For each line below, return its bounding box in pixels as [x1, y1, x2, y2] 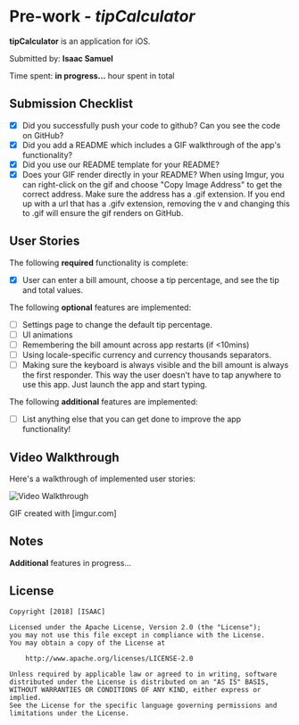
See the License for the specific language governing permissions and [9, 701, 278, 710]
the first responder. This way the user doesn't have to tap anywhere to [21, 370, 281, 380]
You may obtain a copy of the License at [9, 638, 166, 647]
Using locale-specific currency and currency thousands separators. [21, 350, 272, 361]
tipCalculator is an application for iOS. [9, 36, 151, 46]
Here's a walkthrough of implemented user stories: [9, 473, 196, 484]
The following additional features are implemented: [9, 396, 198, 407]
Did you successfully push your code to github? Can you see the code [21, 120, 281, 130]
